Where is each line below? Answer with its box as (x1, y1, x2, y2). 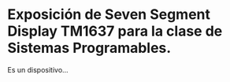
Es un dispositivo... (7, 65, 69, 74)
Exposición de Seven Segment (7, 6, 210, 24)
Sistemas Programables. (7, 39, 172, 57)
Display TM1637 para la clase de (7, 22, 223, 40)
